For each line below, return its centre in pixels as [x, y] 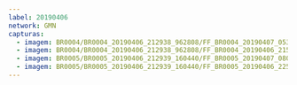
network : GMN [32, 26]
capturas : [27, 34]
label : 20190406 [38, 17]
